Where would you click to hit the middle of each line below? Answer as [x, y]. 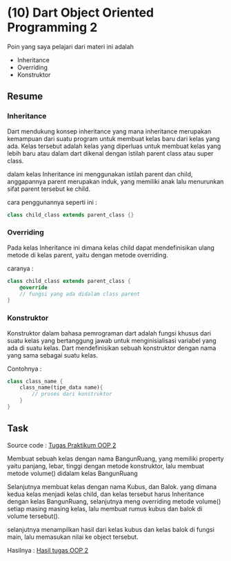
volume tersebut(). [33, 516]
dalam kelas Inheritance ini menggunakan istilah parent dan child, [100, 174]
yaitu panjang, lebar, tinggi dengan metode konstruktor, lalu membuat [106, 466]
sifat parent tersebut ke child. [49, 189]
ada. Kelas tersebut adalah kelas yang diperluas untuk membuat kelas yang [114, 146]
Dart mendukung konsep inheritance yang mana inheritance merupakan [109, 131]
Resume [25, 96]
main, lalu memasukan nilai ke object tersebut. [73, 537]
